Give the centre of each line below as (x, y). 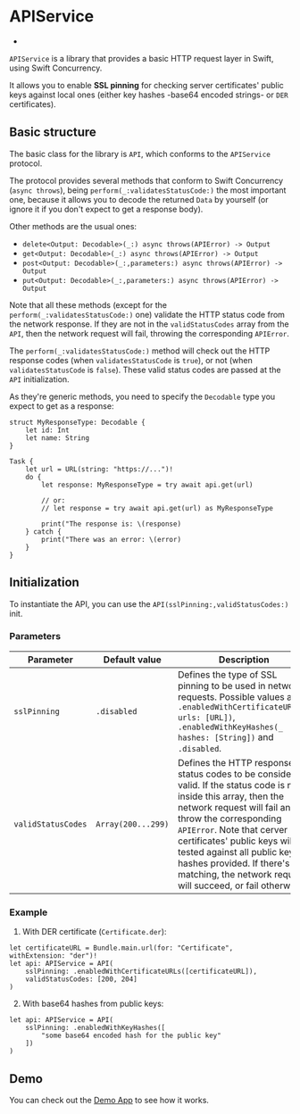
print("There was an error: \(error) (111, 539)
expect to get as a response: (62, 406)
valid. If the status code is (231, 785)
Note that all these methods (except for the (88, 304)
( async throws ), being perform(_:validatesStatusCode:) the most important (148, 190)
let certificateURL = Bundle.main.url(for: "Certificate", (121, 948)
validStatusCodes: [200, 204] (82, 979)
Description (244, 660)
